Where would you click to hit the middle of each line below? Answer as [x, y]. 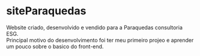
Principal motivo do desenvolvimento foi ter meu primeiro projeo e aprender [100, 40]
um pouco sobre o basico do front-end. [55, 46]
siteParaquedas [46, 11]
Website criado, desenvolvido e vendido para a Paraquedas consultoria [95, 27]
